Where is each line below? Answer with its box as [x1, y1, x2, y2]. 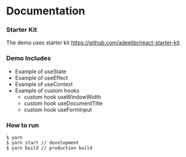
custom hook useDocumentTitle [23, 99, 103, 107]
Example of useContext [14, 80, 73, 87]
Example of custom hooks [14, 87, 80, 94]
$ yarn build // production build [6, 145, 93, 151]
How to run [6, 121, 39, 129]
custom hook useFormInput [23, 106, 92, 113]
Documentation [6, 4, 86, 18]
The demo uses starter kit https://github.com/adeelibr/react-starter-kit [6, 39, 180, 46]
